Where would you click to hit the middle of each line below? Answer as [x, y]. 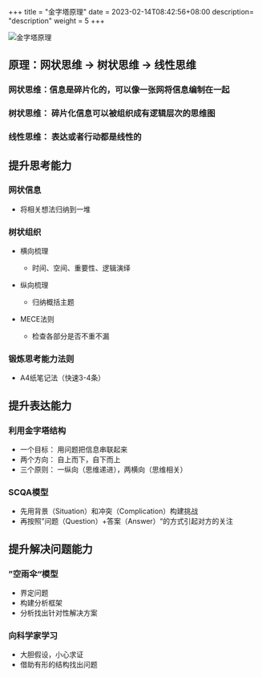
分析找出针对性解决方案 [58, 613]
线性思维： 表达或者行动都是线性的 [75, 137]
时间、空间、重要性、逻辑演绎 [81, 268]
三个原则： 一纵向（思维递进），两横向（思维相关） [103, 470]
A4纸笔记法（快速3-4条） [62, 378]
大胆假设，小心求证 [52, 655]
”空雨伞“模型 [33, 574]
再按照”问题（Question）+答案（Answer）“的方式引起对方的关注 [127, 521]
